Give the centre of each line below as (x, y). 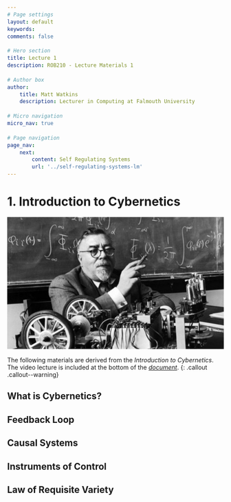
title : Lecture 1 (32, 58)
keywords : (21, 29)
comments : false (30, 36)
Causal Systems (43, 443)
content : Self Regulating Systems (81, 160)
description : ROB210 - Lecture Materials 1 (70, 65)
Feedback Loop (41, 419)
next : (27, 152)
